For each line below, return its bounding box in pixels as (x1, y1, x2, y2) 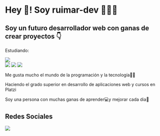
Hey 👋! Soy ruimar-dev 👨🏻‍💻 (5, 4, 118, 16)
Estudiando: (5, 47, 29, 53)
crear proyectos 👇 (5, 32, 62, 41)
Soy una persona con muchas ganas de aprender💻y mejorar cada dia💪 (5, 96, 149, 102)
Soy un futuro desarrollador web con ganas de (5, 24, 149, 32)
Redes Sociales (5, 113, 53, 121)
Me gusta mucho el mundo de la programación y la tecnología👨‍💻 (5, 72, 136, 78)
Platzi (5, 87, 16, 92)
